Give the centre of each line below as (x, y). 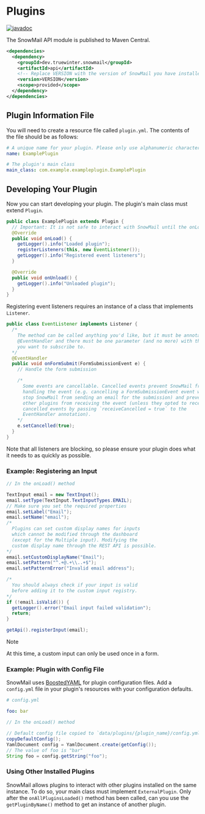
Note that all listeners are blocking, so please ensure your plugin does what (101, 449)
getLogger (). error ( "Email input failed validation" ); (81, 608)
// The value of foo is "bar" (45, 750)
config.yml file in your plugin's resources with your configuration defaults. (100, 689)
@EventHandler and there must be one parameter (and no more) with (105, 341)
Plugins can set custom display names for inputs (76, 529)
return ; (22, 613)
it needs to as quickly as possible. (49, 455)
